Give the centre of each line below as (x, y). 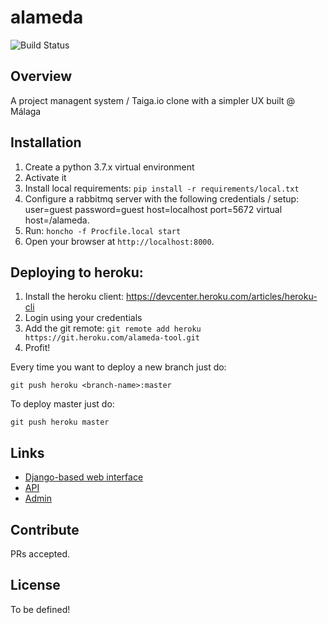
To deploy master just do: (62, 404)
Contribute (45, 529)
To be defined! (40, 609)
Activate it (45, 177)
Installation (46, 142)
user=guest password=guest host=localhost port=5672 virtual (153, 209)
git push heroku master (60, 422)
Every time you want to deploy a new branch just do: (118, 367)
